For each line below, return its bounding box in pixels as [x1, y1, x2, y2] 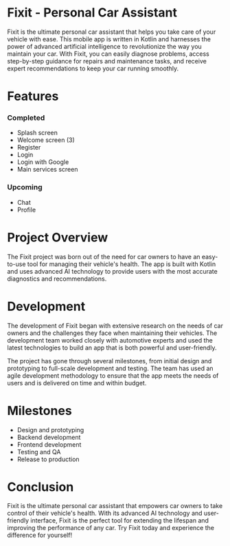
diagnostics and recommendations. [7, 274, 107, 283]
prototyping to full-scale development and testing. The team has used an [7, 364, 214, 372]
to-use [7, 260, 26, 268]
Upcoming [7, 183, 43, 192]
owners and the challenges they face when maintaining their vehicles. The [7, 329, 218, 337]
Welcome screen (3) [16, 136, 76, 144]
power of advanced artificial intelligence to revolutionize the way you [7, 42, 203, 50]
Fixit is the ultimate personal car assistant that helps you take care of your [7, 28, 216, 36]
